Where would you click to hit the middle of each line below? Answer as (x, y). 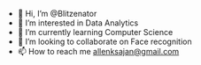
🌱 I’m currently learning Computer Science (95, 32)
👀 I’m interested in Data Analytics (78, 23)
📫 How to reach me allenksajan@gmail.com (98, 51)
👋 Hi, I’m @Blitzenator (57, 14)
